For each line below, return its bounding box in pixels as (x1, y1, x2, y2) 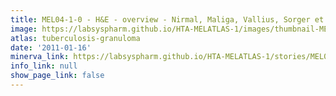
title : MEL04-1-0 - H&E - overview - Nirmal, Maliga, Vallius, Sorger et (10, 14, 325, 25)
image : (10, 24, 38, 34)
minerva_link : (10, 52, 70, 62)
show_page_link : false (10, 71, 105, 81)
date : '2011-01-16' (10, 42, 92, 53)
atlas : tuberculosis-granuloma (10, 33, 141, 43)
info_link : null (10, 61, 78, 71)
